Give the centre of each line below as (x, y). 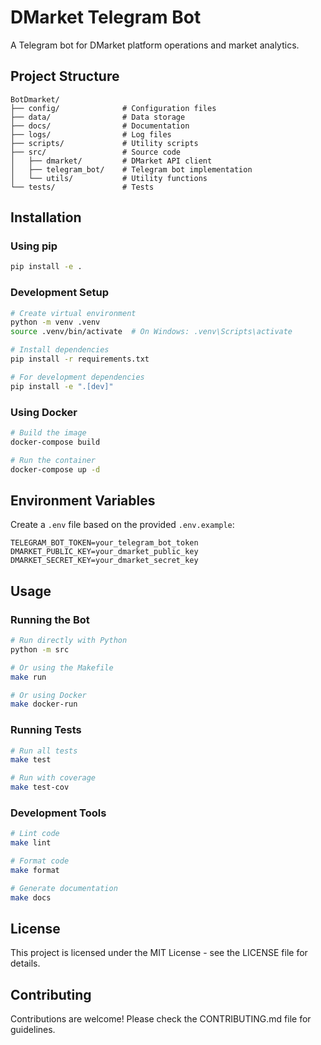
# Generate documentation (64, 888)
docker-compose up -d (55, 469)
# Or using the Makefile (62, 667)
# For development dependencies (77, 377)
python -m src (40, 649)
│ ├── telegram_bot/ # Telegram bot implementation (131, 169)
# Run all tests (44, 751)
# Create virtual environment (73, 313)
